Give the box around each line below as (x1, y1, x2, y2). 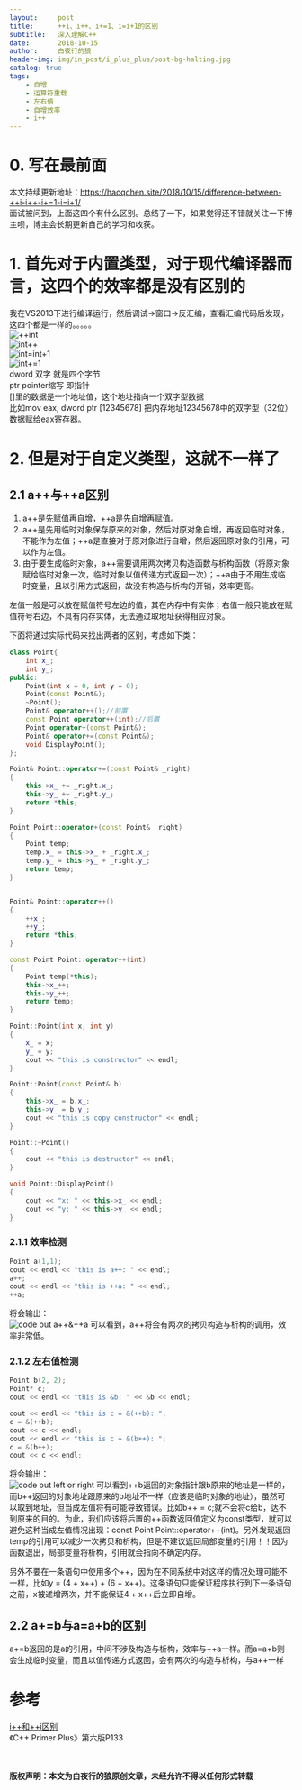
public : (9, 673, 39, 682)
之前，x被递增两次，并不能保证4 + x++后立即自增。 (9, 1589, 200, 1600)
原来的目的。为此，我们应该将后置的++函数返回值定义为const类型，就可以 (16, 1513, 293, 1524)
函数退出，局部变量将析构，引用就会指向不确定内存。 (9, 1547, 207, 1558)
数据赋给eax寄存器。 (9, 413, 86, 424)
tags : (9, 72, 30, 81)
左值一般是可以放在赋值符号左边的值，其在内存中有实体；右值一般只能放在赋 (9, 600, 293, 610)
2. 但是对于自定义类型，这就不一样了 (9, 449, 280, 469)
